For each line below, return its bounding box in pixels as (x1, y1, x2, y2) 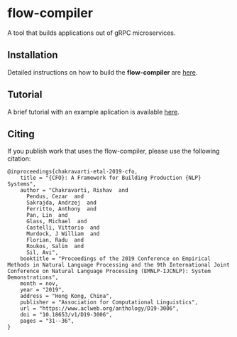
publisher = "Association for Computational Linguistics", (20, 299, 199, 306)
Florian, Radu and (26, 237, 84, 244)
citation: (7, 154, 31, 163)
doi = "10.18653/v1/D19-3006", (20, 311, 113, 319)
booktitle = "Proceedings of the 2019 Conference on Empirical (20, 255, 211, 262)
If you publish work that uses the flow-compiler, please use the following (7, 147, 220, 156)
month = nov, (20, 280, 59, 287)
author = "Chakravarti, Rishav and (20, 187, 129, 194)
